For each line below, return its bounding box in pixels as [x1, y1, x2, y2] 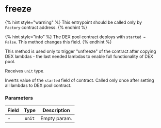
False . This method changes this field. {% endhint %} [5, 39, 112, 44]
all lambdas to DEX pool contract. [5, 82, 72, 88]
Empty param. [40, 115, 73, 122]
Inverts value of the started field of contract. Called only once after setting [5, 77, 154, 83]
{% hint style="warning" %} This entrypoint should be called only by [5, 19, 142, 25]
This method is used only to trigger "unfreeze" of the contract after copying [5, 48, 156, 54]
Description [42, 107, 70, 114]
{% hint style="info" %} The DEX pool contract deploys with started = [5, 34, 146, 40]
